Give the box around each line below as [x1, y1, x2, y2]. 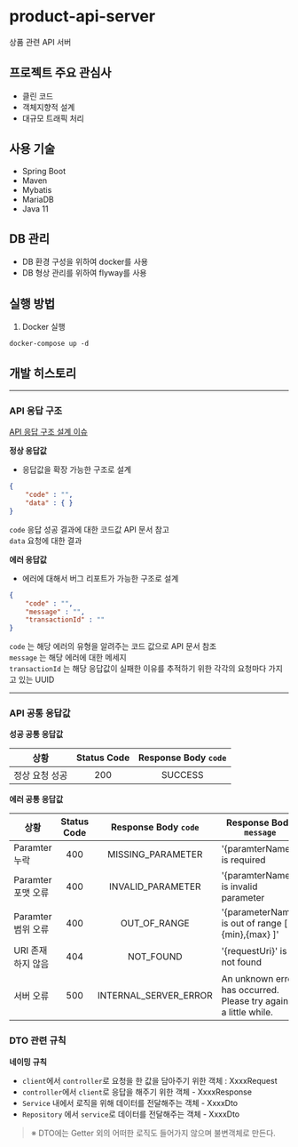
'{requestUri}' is [221, 945, 287, 958]
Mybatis [21, 184, 52, 195]
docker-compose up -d [9, 340, 90, 349]
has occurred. [221, 984, 279, 997]
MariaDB [21, 194, 55, 205]
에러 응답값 [9, 554, 47, 565]
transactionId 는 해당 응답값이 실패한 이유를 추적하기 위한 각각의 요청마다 [9, 663, 267, 674]
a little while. [221, 1007, 273, 1019]
